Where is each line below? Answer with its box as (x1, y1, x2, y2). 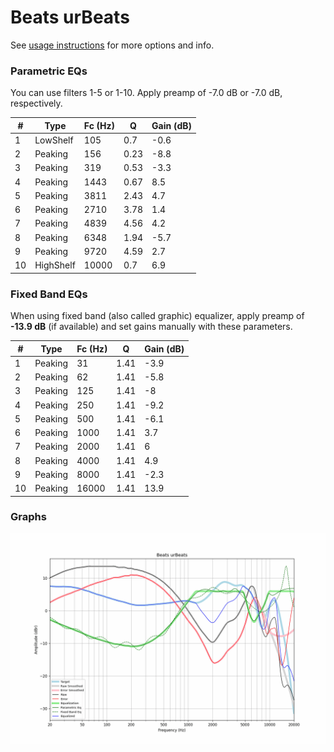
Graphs (10, 510, 47, 524)
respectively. (10, 97, 63, 110)
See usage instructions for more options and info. (10, 39, 215, 51)
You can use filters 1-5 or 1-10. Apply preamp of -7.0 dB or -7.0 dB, (10, 87, 283, 99)
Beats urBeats (10, 6, 130, 29)
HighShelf (34, 259, 76, 271)
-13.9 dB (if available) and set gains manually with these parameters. (10, 321, 293, 333)
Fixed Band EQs (10, 287, 88, 301)
